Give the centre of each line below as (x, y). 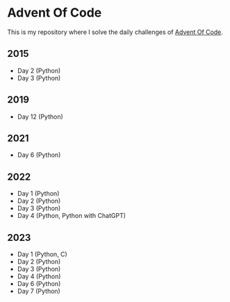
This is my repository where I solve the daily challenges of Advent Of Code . (115, 32)
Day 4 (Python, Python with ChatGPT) (72, 216)
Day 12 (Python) (40, 117)
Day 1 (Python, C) (42, 254)
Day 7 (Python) (39, 291)
